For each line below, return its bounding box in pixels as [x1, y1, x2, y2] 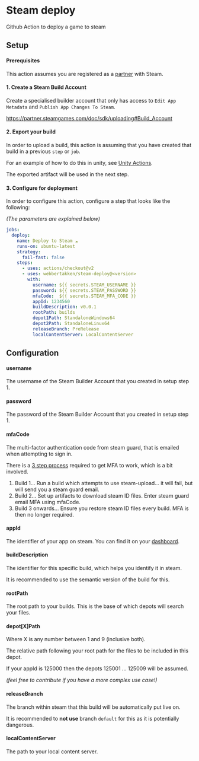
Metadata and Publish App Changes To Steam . [6, 103, 115, 110]
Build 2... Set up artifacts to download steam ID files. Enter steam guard [14, 492, 190, 499]
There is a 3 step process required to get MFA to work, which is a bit [6, 461, 173, 469]
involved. [6, 468, 28, 475]
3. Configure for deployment [6, 184, 78, 192]
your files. [6, 609, 31, 616]
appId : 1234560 [32, 298, 70, 304]
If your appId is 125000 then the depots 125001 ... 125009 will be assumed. [6, 665, 188, 672]
